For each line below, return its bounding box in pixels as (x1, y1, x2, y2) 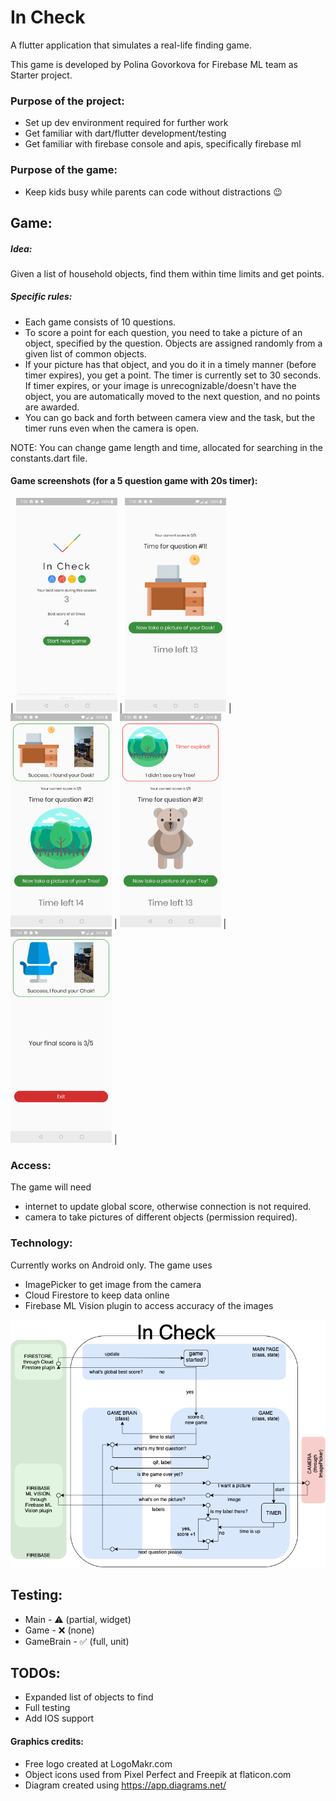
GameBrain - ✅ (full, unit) (24, 1635, 130, 1647)
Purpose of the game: (10, 163, 118, 177)
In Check (10, 6, 86, 29)
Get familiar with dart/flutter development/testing (24, 127, 227, 140)
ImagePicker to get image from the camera (24, 1278, 202, 1290)
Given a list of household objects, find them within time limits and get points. (10, 267, 325, 280)
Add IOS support (24, 1712, 95, 1725)
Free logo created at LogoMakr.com (24, 1757, 173, 1770)
